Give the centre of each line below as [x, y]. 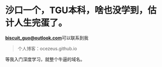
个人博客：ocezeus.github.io [47, 48]
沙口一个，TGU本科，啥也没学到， [76, 10]
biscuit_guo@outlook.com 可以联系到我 [47, 38]
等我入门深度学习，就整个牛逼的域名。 [45, 59]
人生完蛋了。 [41, 23]
